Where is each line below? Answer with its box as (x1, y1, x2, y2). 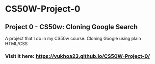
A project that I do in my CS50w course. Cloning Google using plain (5, 35, 141, 41)
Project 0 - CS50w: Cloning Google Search (5, 23, 138, 31)
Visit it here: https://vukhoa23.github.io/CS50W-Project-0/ (5, 52, 150, 59)
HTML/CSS (5, 41, 28, 47)
